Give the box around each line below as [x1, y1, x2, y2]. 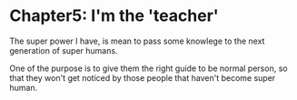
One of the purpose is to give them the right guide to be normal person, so [9, 63, 288, 74]
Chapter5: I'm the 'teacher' [9, 5, 220, 26]
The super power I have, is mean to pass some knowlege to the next [9, 35, 265, 46]
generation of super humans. [9, 45, 118, 55]
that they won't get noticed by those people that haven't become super [9, 72, 276, 83]
